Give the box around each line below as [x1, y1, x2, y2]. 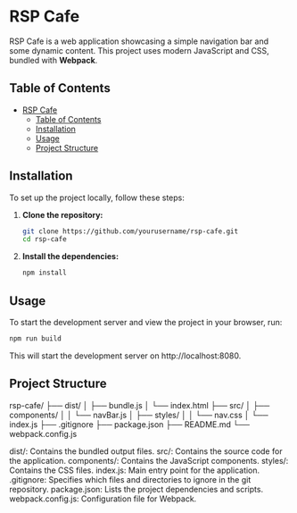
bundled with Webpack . [9, 55, 98, 65]
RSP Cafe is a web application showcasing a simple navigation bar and [9, 36, 269, 46]
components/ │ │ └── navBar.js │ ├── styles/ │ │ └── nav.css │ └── [9, 409, 269, 420]
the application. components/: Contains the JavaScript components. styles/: [9, 455, 289, 466]
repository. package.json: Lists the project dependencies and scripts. [9, 484, 264, 494]
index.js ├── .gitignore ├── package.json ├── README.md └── [9, 418, 251, 430]
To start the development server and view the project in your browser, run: [9, 317, 283, 327]
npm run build [9, 334, 62, 343]
